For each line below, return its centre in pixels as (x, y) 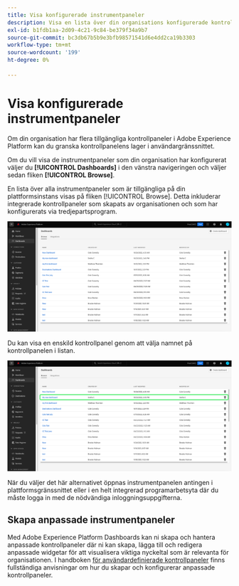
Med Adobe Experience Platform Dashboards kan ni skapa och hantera (111, 537)
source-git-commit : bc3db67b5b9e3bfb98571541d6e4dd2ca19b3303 (101, 38)
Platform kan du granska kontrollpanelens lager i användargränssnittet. (111, 146)
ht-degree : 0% (28, 60)
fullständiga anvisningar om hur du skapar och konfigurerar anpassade (111, 567)
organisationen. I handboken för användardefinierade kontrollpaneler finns (116, 560)
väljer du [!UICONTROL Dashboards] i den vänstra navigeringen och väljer (117, 167)
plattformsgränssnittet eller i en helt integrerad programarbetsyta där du (113, 490)
